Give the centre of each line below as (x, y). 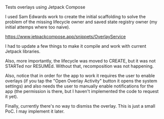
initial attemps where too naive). (38, 27)
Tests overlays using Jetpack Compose (45, 7)
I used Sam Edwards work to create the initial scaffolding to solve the (75, 16)
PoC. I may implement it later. (35, 111)
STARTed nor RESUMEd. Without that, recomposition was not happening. (80, 66)
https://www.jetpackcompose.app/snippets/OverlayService (65, 37)
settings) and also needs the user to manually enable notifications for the (80, 86)
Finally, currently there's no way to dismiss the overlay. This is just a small (80, 106)
